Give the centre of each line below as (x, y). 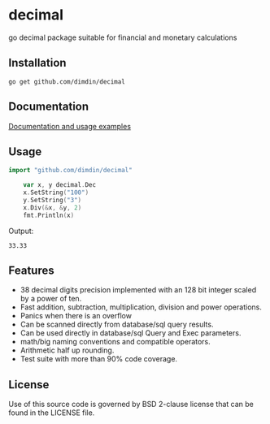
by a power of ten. (51, 299)
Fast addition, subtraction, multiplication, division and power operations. (141, 307)
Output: (21, 231)
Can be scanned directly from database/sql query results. (117, 324)
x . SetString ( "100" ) (56, 193)
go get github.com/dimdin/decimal (67, 82)
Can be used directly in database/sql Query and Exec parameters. (131, 333)
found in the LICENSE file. (52, 413)
